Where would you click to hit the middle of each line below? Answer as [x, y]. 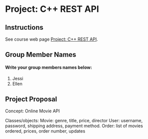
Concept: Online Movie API [33, 111]
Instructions [24, 27]
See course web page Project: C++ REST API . [52, 39]
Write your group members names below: [49, 67]
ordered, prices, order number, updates [45, 131]
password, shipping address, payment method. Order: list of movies [74, 126]
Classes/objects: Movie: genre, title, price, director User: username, [74, 121]
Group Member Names [41, 55]
